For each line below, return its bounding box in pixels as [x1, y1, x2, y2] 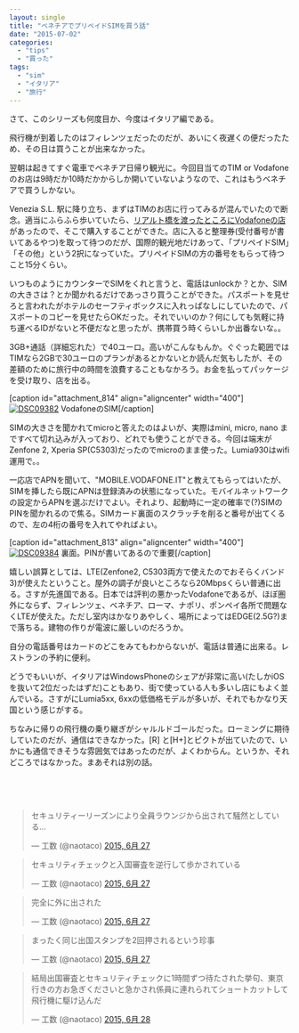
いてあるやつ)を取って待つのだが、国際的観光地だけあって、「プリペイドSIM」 [9, 237, 290, 248]
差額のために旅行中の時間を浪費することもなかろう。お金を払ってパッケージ [9, 363, 289, 374]
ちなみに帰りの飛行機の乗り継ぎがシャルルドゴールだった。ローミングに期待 [9, 723, 290, 734]
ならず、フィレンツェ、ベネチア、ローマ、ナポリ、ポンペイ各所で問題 [24, 599, 280, 610]
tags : [9, 63, 29, 72]
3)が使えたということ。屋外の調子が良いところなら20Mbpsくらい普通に [9, 577, 274, 588]
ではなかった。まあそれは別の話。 [32, 756, 158, 767]
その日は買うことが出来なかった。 [24, 143, 149, 154]
